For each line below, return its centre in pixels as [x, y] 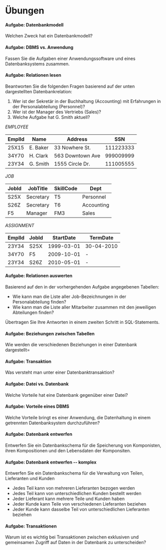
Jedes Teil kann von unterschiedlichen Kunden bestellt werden [77, 494]
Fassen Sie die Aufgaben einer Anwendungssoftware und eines [70, 58]
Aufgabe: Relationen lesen [33, 75]
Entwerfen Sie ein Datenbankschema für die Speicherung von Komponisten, [83, 445]
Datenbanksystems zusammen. [37, 64]
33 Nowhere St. [73, 147]
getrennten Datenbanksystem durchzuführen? [53, 423]
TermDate [101, 238]
